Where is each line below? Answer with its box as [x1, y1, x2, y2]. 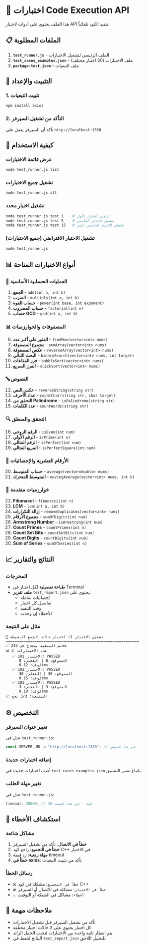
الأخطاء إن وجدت [20, 610, 52, 616]
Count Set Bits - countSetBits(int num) [12, 529, 95, 535]
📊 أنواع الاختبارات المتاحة [5, 260, 75, 269]
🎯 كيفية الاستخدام [5, 141, 54, 149]
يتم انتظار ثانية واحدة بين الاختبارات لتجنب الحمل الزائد [12, 930, 113, 936]
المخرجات [5, 572, 28, 579]
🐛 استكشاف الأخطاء [5, 815, 61, 824]
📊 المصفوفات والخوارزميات [5, 323, 66, 330]
